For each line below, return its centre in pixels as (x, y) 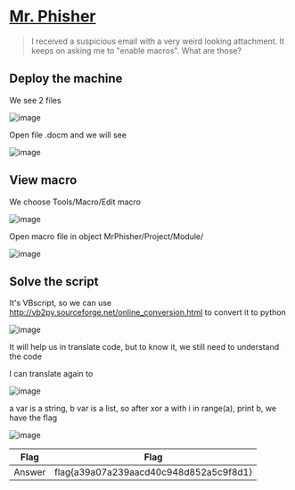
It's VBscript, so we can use (61, 303)
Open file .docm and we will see (68, 135)
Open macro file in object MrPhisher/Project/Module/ (107, 236)
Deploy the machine (66, 79)
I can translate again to (51, 374)
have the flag (33, 418)
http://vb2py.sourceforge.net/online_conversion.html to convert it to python (148, 312)
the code (26, 357)
